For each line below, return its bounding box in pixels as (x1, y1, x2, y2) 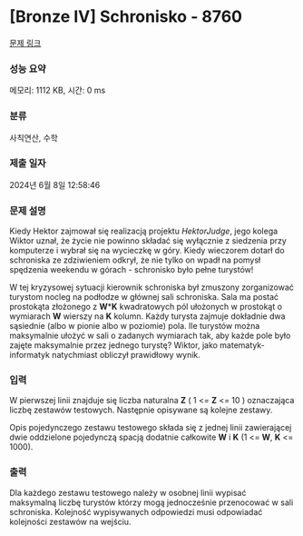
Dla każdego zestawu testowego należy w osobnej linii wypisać (9, 487, 247, 498)
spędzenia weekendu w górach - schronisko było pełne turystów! (9, 264, 254, 275)
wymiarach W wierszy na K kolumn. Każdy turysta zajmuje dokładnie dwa (9, 311, 286, 322)
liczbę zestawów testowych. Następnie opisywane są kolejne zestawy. (9, 404, 273, 415)
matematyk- (219, 340, 265, 351)
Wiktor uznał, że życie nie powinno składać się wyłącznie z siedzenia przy (9, 235, 288, 246)
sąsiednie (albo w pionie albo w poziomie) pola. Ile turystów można (9, 321, 260, 332)
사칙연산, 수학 (9, 132, 59, 143)
